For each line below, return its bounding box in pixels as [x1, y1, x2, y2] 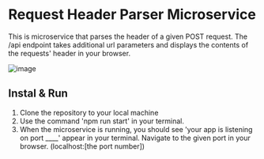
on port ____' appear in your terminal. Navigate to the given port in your [19, 133, 251, 142]
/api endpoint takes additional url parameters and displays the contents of [8, 40, 249, 49]
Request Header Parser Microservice [8, 6, 257, 24]
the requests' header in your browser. [8, 48, 131, 58]
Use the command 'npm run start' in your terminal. [19, 116, 184, 126]
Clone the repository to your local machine [19, 108, 159, 117]
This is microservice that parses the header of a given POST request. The [8, 32, 247, 41]
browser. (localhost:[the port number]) [19, 141, 145, 151]
